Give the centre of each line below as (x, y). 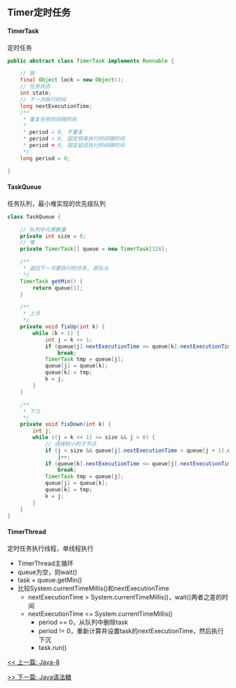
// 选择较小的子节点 (71, 444)
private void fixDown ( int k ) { (66, 424)
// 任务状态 (35, 86)
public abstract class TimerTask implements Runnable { (91, 61)
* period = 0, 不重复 (53, 132)
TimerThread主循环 (45, 563)
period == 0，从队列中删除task (83, 622)
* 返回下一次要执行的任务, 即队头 (66, 268)
